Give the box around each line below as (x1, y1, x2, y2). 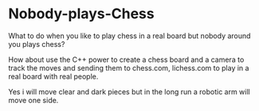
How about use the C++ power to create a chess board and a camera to (8, 55, 245, 64)
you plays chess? (8, 39, 65, 48)
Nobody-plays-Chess (8, 5, 155, 23)
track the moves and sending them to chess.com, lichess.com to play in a (8, 63, 249, 72)
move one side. (8, 95, 59, 105)
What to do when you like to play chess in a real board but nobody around (8, 31, 251, 40)
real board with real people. (8, 71, 99, 81)
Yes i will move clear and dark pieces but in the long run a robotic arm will (8, 86, 250, 96)
